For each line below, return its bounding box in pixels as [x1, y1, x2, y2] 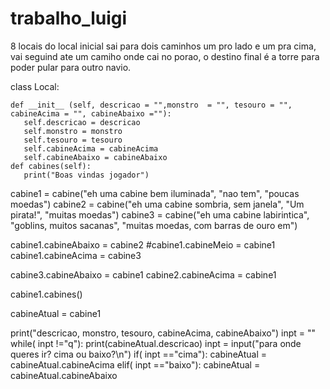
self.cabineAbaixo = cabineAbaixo [23, 152, 168, 162]
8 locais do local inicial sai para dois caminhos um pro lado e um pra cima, [10, 40, 317, 52]
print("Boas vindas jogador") [23, 170, 150, 180]
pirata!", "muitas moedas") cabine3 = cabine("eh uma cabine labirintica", [10, 208, 310, 221]
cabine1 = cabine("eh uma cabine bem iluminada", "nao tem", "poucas [10, 187, 300, 199]
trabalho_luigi [10, 7, 128, 30]
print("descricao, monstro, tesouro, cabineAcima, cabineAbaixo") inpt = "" [10, 327, 316, 339]
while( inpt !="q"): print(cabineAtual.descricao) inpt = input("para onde [10, 337, 302, 349]
